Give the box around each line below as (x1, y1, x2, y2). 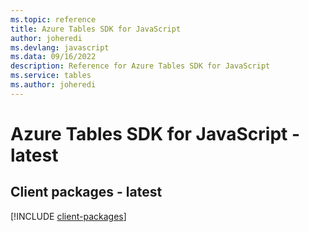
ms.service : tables (10, 71, 92, 81)
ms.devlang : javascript (10, 42, 110, 53)
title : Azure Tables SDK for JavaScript (10, 24, 182, 34)
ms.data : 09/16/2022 (10, 52, 97, 62)
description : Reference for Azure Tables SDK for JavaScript (10, 61, 271, 71)
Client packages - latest (10, 184, 163, 201)
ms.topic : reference (10, 14, 97, 25)
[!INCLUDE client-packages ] (10, 210, 127, 222)
